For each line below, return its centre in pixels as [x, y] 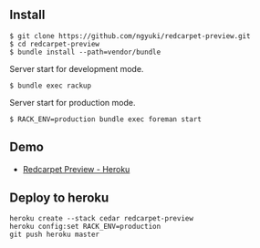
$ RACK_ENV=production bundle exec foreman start [106, 119]
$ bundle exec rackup [51, 86]
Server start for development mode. [77, 68]
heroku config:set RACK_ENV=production [85, 227]
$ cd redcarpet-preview [55, 44]
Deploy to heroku [59, 198]
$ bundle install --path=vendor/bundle [85, 52]
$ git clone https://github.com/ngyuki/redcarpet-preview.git [130, 36]
